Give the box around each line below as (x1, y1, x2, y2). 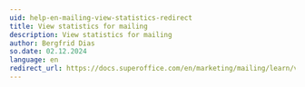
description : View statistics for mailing (9, 30, 172, 39)
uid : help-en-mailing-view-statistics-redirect (9, 13, 193, 23)
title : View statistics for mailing (9, 22, 148, 31)
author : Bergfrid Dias (9, 38, 95, 48)
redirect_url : (9, 64, 64, 73)
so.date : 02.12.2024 (9, 47, 88, 56)
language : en (9, 55, 59, 64)
